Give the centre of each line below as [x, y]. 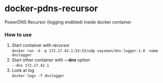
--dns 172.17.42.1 [30, 66]
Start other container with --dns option [51, 60]
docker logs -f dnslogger [38, 76]
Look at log [23, 70]
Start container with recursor [41, 45]
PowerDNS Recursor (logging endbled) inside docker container [68, 22]
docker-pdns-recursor [51, 9]
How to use [18, 35]
